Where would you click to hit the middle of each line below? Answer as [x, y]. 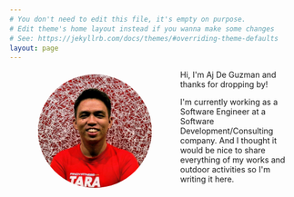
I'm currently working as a [229, 102]
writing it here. [208, 179]
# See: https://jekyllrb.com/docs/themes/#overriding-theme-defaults [144, 38]
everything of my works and [233, 160]
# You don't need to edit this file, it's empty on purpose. [128, 19]
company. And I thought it [229, 141]
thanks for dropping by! [224, 84]
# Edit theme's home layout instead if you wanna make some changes [142, 29]
